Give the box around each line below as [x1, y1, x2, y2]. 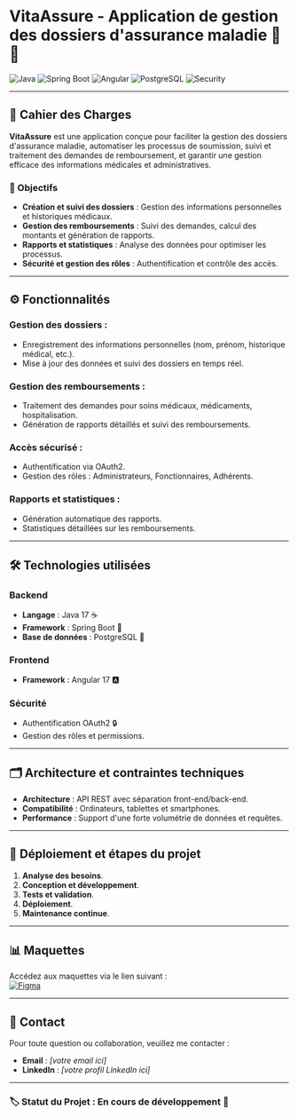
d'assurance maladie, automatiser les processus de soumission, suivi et [9, 140, 272, 151]
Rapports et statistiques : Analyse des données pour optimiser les [21, 240, 267, 250]
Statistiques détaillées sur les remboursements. [21, 522, 196, 534]
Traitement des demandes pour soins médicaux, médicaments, [21, 400, 253, 411]
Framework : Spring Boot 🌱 [21, 622, 122, 633]
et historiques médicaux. [21, 211, 113, 222]
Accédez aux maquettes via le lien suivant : [9, 970, 168, 982]
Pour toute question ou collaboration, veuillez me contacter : [9, 1038, 230, 1049]
